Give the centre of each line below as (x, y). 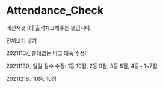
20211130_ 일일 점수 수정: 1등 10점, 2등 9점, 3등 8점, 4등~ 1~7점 (82, 66)
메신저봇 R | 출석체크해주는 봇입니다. (49, 28)
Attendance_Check (55, 10)
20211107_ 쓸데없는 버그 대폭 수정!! (47, 53)
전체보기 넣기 (22, 40)
